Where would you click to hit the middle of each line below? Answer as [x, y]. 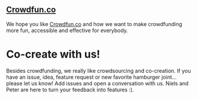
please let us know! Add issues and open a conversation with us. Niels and [97, 83]
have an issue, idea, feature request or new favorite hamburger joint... [91, 77]
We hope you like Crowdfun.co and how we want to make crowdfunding [94, 24]
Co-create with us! [53, 54]
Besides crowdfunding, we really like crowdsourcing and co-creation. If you [99, 71]
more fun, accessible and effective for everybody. [67, 30]
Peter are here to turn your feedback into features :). [70, 90]
